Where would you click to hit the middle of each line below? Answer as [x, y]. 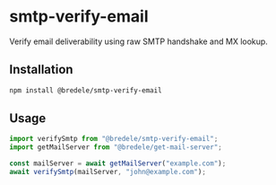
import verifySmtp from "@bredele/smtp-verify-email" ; [114, 139]
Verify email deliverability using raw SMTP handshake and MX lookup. [139, 41]
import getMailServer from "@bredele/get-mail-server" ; [116, 147]
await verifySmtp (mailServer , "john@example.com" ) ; [108, 172]
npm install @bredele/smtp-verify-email [86, 90]
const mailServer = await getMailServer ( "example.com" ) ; [118, 163]
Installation [41, 70]
